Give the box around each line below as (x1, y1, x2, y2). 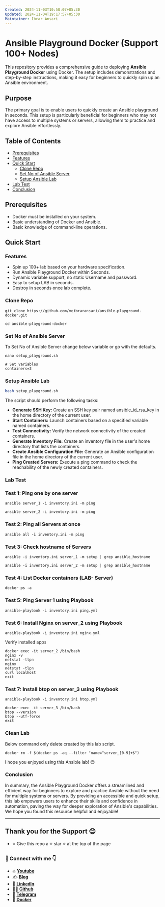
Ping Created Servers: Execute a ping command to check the (12, 459, 137, 465)
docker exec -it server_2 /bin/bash (5, 648, 80, 653)
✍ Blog (12, 874, 28, 880)
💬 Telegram (12, 891, 36, 897)
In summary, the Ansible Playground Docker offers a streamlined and (5, 782, 144, 788)
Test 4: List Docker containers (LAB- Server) (5, 574, 113, 581)
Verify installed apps (5, 639, 47, 645)
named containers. (12, 423, 51, 428)
